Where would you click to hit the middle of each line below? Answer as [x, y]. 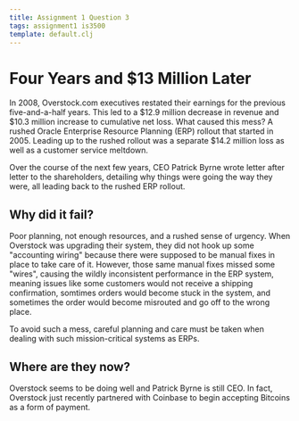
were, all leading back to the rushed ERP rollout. [97, 186]
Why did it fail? [51, 215]
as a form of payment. [50, 407]
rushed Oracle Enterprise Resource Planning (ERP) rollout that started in [141, 131]
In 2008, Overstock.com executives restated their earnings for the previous [147, 103]
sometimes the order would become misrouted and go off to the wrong [140, 302]
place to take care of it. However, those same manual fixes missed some [142, 265]
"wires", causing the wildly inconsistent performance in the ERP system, [141, 274]
